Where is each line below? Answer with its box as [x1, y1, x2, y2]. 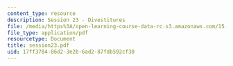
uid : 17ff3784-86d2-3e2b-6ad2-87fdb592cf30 [7, 49, 135, 56]
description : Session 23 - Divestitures [7, 16, 126, 23]
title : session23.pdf [7, 42, 70, 49]
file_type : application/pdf [7, 29, 89, 36]
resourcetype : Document [7, 36, 76, 43]
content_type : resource [7, 10, 76, 17]
